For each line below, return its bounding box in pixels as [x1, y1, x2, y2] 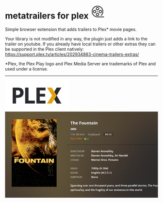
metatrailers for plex [5, 10, 89, 21]
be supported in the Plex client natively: [5, 46, 84, 52]
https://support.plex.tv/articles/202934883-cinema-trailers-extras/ [5, 51, 139, 57]
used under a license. [5, 66, 49, 72]
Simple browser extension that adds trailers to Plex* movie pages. [5, 26, 137, 32]
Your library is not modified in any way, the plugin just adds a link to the [5, 36, 148, 41]
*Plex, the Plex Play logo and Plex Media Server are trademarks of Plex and [5, 60, 156, 67]
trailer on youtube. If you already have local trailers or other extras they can [5, 41, 156, 47]
